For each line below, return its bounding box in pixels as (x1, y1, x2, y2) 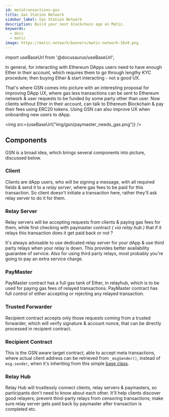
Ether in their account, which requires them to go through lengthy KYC (5, 69, 151, 75)
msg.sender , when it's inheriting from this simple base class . (5, 360, 130, 367)
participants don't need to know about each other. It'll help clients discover (5, 390, 161, 396)
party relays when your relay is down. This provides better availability (5, 245, 150, 251)
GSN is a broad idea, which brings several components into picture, (5, 149, 146, 155)
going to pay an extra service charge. (5, 256, 83, 262)
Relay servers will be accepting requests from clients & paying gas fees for (5, 219, 160, 225)
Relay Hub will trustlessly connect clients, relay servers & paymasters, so (5, 385, 157, 391)
